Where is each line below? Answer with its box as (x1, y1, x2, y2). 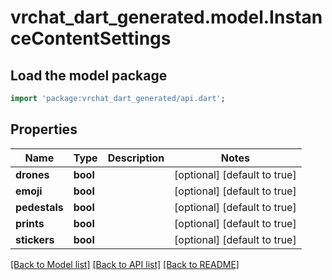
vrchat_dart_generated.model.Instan (10, 6, 323, 29)
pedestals (15, 200, 64, 214)
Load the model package (10, 67, 168, 84)
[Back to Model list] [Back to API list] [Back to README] (10, 258, 240, 270)
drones (15, 167, 50, 181)
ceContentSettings (10, 27, 172, 50)
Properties (10, 121, 78, 138)
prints (15, 216, 45, 230)
